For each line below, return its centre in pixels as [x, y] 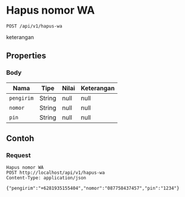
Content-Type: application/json [46, 178]
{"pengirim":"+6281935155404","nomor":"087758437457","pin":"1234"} [93, 188]
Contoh [20, 139]
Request [18, 155]
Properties [26, 56]
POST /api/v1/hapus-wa [34, 26]
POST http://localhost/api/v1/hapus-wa [56, 173]
